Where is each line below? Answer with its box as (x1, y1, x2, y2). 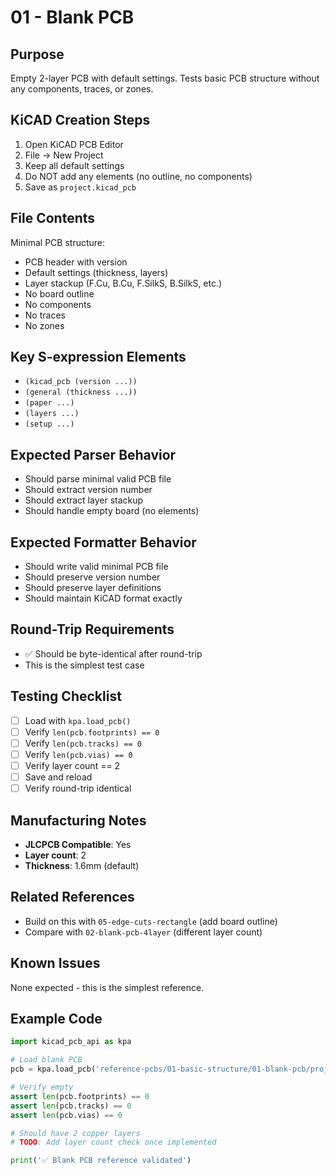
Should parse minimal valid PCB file (24, 473, 172, 485)
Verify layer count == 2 (24, 759, 121, 771)
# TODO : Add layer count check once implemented (10, 1137, 217, 1148)
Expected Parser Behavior (10, 446, 177, 463)
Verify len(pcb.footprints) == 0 (24, 726, 160, 738)
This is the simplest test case (24, 659, 145, 671)
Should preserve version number (24, 571, 161, 583)
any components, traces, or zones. (10, 83, 154, 95)
